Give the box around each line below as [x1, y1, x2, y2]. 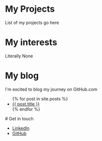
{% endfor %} [12, 106, 41, 112]
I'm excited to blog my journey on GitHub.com [5, 86, 98, 92]
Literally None [5, 53, 33, 59]
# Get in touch [5, 116, 34, 121]
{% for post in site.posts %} [12, 95, 68, 101]
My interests [5, 37, 58, 48]
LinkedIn [12, 125, 30, 131]
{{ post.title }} [12, 101, 40, 107]
